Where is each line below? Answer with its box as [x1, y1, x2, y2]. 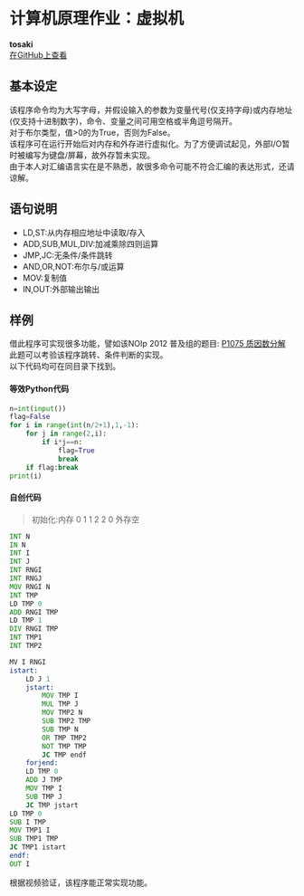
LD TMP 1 [9, 616, 43, 625]
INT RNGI [9, 566, 43, 575]
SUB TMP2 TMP [42, 717, 91, 726]
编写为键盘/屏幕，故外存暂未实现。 [24, 149, 156, 160]
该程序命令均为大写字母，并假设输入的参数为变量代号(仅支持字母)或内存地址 [9, 104, 293, 115]
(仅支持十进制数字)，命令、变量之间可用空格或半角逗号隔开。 [9, 115, 238, 127]
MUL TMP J [42, 700, 79, 709]
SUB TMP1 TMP [9, 834, 59, 844]
